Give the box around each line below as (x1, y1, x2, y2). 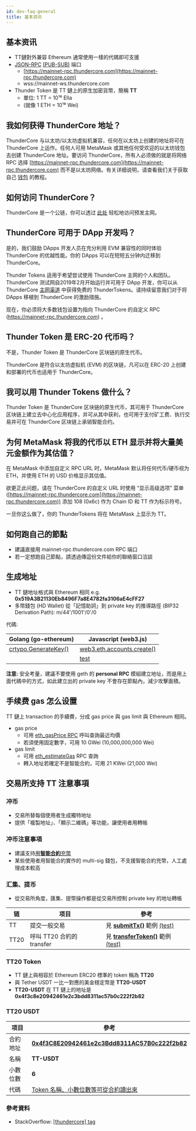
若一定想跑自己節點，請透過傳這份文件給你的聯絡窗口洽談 (14, 554, 153, 560)
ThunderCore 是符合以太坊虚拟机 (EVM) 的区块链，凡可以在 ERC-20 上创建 (6, 361, 187, 368)
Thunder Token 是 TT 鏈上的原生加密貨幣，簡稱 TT (14, 87, 137, 94)
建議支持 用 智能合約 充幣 (14, 850, 71, 857)
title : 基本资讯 (6, 14, 42, 20)
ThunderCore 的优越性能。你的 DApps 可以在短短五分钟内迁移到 (6, 252, 161, 259)
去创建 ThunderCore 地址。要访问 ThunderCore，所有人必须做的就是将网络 (6, 152, 187, 159)
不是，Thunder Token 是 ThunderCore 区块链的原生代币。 (6, 349, 146, 356)
